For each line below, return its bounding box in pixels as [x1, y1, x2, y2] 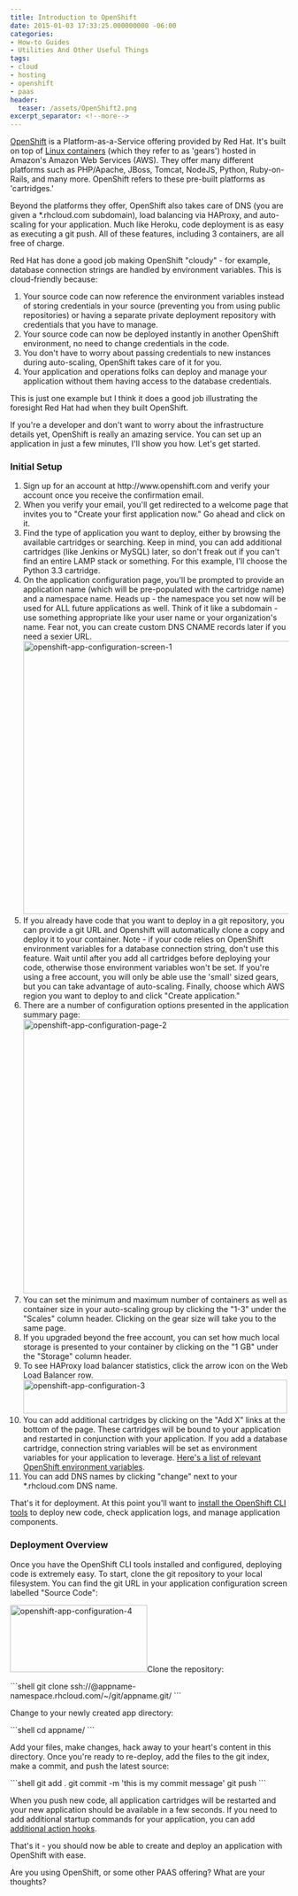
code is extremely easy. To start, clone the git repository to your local [10, 1568, 264, 1579]
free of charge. [10, 238, 65, 249]
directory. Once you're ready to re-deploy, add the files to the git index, [10, 1751, 270, 1761]
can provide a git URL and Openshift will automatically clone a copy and [22, 925, 286, 936]
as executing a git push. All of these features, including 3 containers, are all [10, 229, 285, 239]
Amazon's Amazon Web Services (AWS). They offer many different [10, 155, 255, 166]
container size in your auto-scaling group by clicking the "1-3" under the [22, 1304, 287, 1315]
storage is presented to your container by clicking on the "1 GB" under [22, 1341, 279, 1352]
